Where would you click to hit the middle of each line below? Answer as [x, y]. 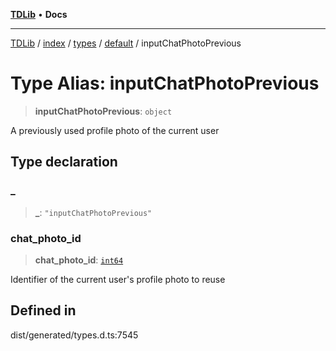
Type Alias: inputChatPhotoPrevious [165, 83]
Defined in [43, 310]
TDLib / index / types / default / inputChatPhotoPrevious [126, 43]
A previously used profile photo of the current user [115, 130]
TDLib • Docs [39, 14]
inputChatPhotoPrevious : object [103, 111]
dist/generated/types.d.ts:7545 [74, 335]
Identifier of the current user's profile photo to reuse [118, 279]
